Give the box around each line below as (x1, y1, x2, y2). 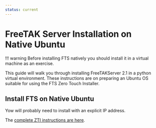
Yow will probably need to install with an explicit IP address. (5, 108, 126, 114)
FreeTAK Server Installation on (5, 28, 132, 39)
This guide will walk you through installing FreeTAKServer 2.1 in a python (5, 70, 151, 76)
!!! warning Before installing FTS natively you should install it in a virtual (5, 55, 149, 61)
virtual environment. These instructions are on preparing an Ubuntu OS (5, 75, 149, 81)
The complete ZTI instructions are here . (5, 117, 85, 123)
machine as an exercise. (5, 60, 54, 66)
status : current (5, 7, 38, 12)
